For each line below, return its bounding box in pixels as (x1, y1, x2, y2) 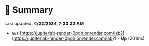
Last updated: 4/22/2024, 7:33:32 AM (4, 21, 84, 26)
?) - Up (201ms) (112, 35, 145, 41)
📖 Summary (4, 4, 53, 16)
